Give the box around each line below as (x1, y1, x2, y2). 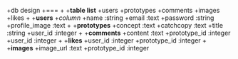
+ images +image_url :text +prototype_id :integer (6, 44, 150, 52)
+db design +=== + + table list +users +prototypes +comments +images (6, 6, 220, 14)
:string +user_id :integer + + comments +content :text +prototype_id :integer (6, 28, 231, 37)
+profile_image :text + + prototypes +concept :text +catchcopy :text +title (6, 21, 224, 29)
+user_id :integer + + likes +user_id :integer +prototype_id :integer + (6, 36, 207, 45)
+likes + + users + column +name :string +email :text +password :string (6, 14, 214, 22)
